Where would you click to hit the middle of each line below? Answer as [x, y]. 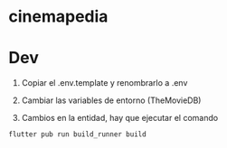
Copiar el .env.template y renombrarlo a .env [104, 83]
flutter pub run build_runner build [77, 134]
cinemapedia [58, 17]
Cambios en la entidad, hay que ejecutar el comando [120, 118]
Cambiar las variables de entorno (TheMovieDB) [111, 100]
